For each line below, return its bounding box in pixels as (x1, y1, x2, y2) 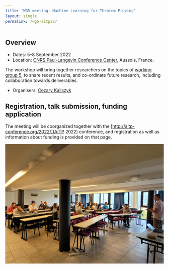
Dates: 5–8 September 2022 (12, 52, 71, 58)
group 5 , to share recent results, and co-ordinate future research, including (5, 72, 161, 78)
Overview (5, 38, 37, 47)
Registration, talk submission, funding (5, 102, 127, 111)
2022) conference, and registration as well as (65, 129, 160, 134)
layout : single (5, 13, 37, 19)
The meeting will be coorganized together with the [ (5, 123, 113, 129)
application (5, 110, 42, 118)
